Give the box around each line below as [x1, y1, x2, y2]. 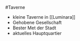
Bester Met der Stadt [12, 25, 57, 31]
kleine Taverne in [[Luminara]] [12, 14, 76, 20]
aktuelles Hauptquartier [12, 30, 62, 36]
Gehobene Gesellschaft [12, 20, 62, 25]
